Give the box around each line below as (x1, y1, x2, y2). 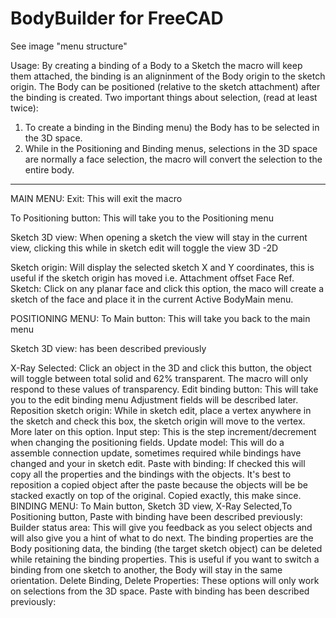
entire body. (24, 163, 75, 176)
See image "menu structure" (10, 40, 128, 52)
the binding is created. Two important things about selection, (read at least (10, 91, 318, 103)
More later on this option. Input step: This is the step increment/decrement (10, 425, 317, 437)
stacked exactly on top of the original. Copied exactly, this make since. (10, 489, 302, 501)
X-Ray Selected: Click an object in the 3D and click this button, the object (10, 362, 312, 374)
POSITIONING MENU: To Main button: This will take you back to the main (10, 312, 311, 324)
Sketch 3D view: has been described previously (10, 342, 207, 354)
